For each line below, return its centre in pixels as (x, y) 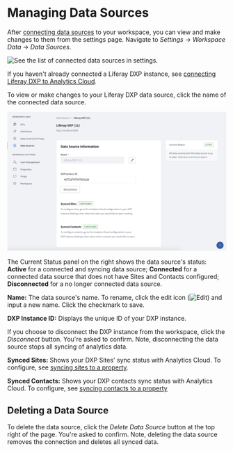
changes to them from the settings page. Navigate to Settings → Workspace (116, 39)
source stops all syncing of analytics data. (67, 347)
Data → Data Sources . (39, 47)
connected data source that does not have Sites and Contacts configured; (113, 277)
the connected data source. (47, 102)
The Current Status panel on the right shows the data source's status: (107, 262)
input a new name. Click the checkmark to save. (76, 305)
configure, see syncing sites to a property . (68, 367)
